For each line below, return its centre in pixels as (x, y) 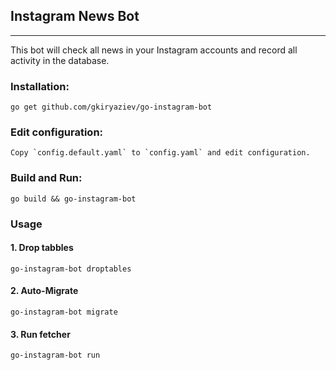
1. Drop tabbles (42, 248)
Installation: (40, 86)
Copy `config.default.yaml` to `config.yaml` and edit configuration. (160, 153)
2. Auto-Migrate (44, 291)
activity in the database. (60, 60)
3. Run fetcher (40, 334)
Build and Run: (46, 178)
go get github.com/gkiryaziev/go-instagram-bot (111, 107)
